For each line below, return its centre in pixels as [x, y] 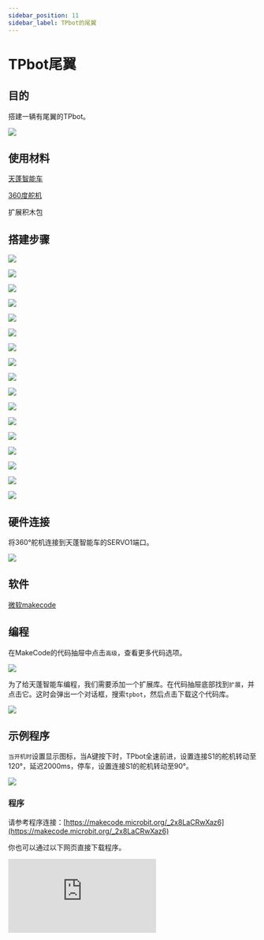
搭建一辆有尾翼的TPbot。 [49, 116]
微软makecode [32, 605]
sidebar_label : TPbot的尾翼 [52, 23]
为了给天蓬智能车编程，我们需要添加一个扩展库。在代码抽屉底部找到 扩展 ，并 [131, 684]
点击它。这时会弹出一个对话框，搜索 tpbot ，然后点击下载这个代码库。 [121, 694]
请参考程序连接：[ [37, 822]
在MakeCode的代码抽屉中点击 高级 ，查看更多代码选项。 [97, 652]
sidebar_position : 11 [44, 15]
